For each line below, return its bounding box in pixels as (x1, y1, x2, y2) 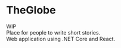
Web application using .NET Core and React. (6, 35, 115, 42)
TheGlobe (6, 4, 56, 17)
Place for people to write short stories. (6, 29, 101, 36)
